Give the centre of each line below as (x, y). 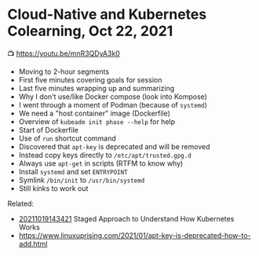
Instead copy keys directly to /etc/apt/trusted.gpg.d (105, 155)
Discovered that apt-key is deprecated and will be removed (114, 146)
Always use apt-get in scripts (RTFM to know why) (101, 163)
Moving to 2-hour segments (64, 71)
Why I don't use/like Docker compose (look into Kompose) (113, 97)
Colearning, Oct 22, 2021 (90, 31)
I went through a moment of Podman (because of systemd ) (113, 104)
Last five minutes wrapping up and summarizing (97, 88)
